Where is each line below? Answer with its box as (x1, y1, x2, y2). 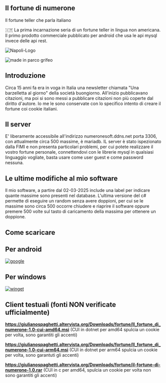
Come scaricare (5, 228, 55, 237)
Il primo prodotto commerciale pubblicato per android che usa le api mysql (5, 32, 158, 38)
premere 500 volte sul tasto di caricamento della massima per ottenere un (5, 208, 156, 214)
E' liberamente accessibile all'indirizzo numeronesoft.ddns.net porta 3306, (5, 133, 157, 139)
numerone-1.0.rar (5, 367, 43, 373)
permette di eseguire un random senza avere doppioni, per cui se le (5, 198, 144, 204)
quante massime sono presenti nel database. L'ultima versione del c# (5, 192, 147, 198)
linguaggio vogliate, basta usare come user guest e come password (5, 154, 144, 161)
